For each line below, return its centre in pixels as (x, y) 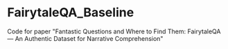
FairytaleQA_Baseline (71, 13)
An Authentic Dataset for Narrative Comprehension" (89, 38)
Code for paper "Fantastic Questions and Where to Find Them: (97, 31)
